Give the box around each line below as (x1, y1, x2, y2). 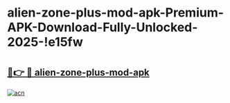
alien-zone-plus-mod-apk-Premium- (7, 5, 224, 21)
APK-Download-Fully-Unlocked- (7, 19, 198, 35)
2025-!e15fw (7, 35, 83, 50)
